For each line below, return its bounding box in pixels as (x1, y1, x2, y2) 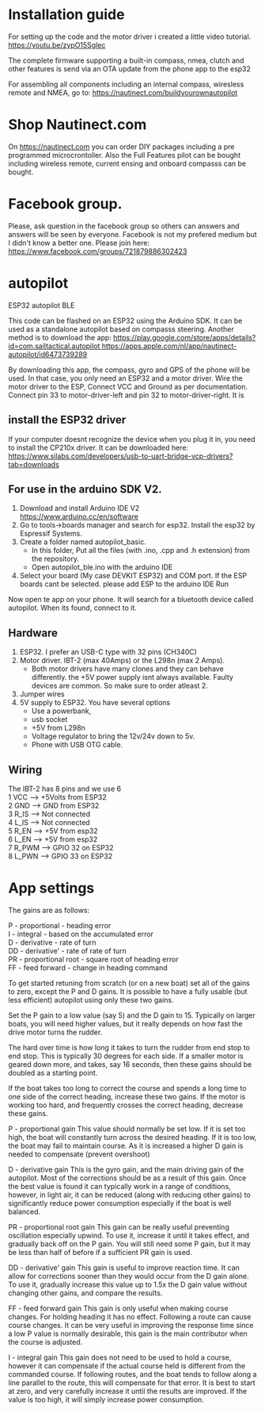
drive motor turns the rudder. (8, 1027, 103, 1037)
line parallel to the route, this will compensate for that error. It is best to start (8, 1378, 256, 1387)
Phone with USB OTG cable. (31, 740, 123, 750)
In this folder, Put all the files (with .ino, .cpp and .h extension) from (31, 546, 251, 555)
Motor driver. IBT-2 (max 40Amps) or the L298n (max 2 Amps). (19, 656, 225, 666)
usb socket (31, 715, 68, 724)
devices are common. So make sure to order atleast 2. (31, 681, 208, 691)
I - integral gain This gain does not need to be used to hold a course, (8, 1353, 232, 1362)
